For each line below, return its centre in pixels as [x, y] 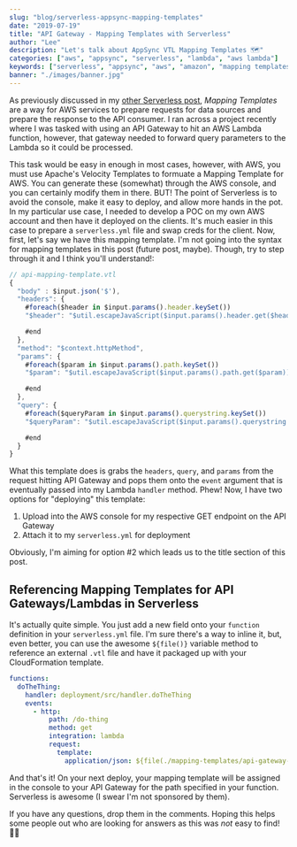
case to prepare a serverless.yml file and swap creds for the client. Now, [142, 230]
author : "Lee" [35, 42]
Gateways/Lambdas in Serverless [104, 603]
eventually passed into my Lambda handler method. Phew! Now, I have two [146, 490]
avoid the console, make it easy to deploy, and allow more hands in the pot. [146, 202]
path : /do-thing [78, 720]
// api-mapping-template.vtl [63, 274]
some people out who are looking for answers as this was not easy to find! [145, 823]
